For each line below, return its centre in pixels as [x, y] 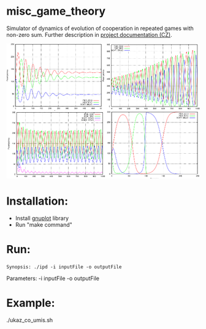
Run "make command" [44, 224]
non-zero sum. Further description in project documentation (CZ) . [90, 34]
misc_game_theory [56, 11]
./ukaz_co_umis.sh [30, 320]
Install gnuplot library [42, 218]
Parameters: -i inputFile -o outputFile [53, 278]
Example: [31, 303]
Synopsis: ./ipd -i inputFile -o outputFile [64, 267]
